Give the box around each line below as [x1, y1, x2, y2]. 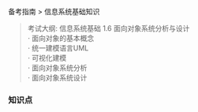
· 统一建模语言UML [27, 43, 89, 53]
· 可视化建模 [27, 54, 67, 62]
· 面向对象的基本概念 [27, 34, 95, 43]
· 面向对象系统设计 [27, 73, 88, 82]
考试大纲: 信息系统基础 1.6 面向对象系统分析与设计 [27, 24, 190, 33]
